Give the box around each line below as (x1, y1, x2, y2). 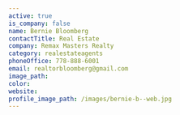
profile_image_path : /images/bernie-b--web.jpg (8, 95, 173, 103)
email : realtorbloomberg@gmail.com (8, 65, 129, 73)
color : (8, 79, 31, 87)
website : (8, 87, 38, 96)
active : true (8, 11, 53, 20)
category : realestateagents (8, 49, 104, 57)
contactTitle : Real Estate (8, 34, 100, 43)
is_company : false (8, 19, 71, 28)
